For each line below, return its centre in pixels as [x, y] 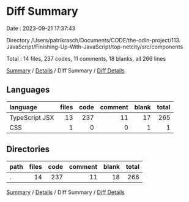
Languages [28, 90]
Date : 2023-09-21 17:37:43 [41, 28]
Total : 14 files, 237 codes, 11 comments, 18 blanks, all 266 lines [86, 58]
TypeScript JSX [32, 117]
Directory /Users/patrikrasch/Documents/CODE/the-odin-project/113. [94, 40]
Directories [28, 150]
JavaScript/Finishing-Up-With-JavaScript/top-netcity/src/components [95, 47]
